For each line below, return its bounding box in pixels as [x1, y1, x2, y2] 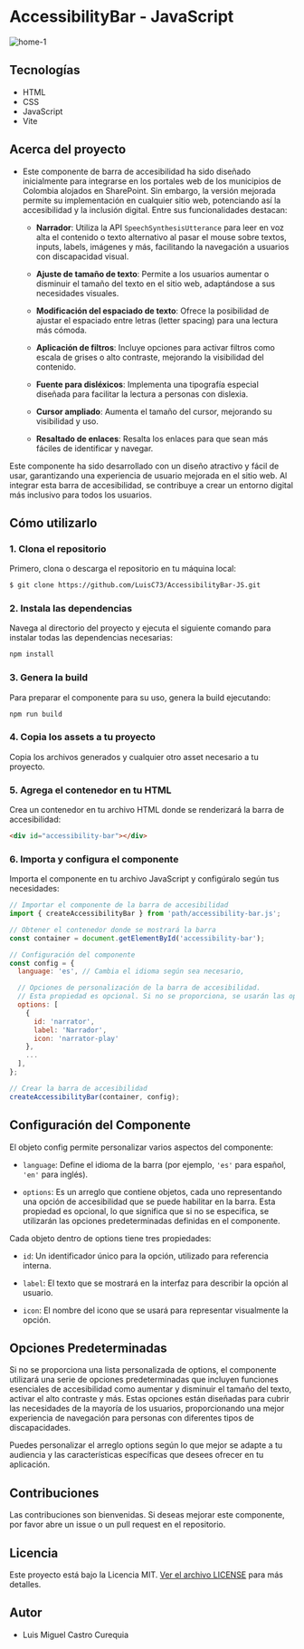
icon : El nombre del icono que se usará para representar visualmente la [22, 1305, 290, 1316]
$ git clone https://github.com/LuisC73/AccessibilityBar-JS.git [9, 581, 261, 590]
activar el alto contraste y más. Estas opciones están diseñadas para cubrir [9, 1393, 290, 1404]
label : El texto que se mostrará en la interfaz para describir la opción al [22, 1278, 289, 1288]
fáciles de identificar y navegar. [35, 442, 154, 454]
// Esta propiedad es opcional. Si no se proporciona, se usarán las [17, 992, 285, 1001]
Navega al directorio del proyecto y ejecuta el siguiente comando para [9, 622, 271, 633]
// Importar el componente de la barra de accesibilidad [9, 901, 229, 910]
